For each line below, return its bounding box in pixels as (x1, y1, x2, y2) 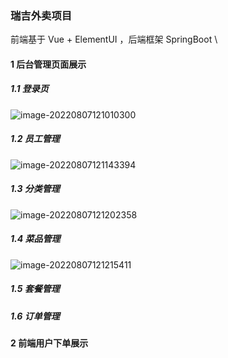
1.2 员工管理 (10, 133, 60, 145)
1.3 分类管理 (10, 183, 60, 195)
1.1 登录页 (10, 83, 49, 95)
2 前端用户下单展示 (10, 337, 89, 349)
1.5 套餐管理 (10, 283, 60, 295)
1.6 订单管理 (10, 310, 60, 322)
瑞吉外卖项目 (10, 8, 73, 22)
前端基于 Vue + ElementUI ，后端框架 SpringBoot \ (10, 33, 218, 46)
